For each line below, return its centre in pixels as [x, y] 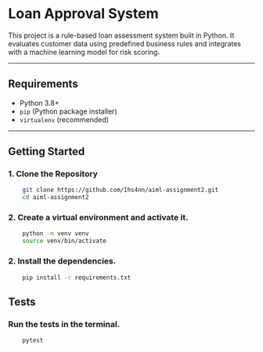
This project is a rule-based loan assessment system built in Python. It [121, 35]
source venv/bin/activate [65, 241]
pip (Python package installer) [68, 111]
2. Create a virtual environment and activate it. [98, 218]
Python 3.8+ [40, 103]
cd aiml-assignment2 [56, 198]
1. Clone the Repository [53, 174]
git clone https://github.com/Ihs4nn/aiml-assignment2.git [121, 190]
